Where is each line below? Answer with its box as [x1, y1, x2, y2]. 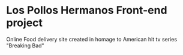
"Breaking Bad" [6, 42, 44, 49]
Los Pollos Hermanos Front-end [6, 4, 167, 17]
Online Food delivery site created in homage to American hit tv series [6, 35, 178, 43]
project [6, 16, 43, 30]
